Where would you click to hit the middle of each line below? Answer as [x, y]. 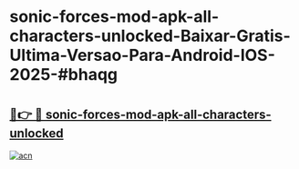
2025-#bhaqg [64, 75]
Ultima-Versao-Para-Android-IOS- [143, 55]
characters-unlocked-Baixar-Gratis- [150, 36]
